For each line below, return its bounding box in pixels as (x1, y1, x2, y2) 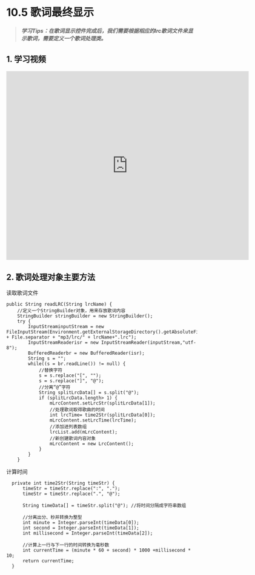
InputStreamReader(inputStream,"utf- (101, 340, 197, 346)
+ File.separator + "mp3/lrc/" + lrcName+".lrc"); (6, 334, 137, 340)
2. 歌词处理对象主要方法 (6, 272, 96, 282)
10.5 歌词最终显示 (6, 5, 94, 19)
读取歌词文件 (6, 289, 38, 297)
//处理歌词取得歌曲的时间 (49, 407, 105, 413)
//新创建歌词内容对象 (49, 435, 96, 442)
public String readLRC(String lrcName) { (6, 301, 113, 308)
